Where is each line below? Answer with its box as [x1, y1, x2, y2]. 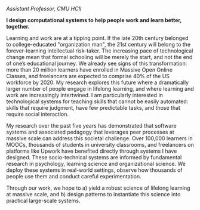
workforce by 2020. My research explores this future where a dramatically [6, 79, 189, 86]
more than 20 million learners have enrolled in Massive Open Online [6, 66, 173, 73]
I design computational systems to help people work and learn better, [6, 17, 182, 23]
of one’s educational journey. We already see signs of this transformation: [6, 60, 187, 67]
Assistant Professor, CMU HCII [6, 5, 82, 12]
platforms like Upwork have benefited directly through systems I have [6, 147, 177, 155]
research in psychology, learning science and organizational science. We [6, 160, 186, 167]
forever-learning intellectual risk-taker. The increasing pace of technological [6, 47, 193, 54]
